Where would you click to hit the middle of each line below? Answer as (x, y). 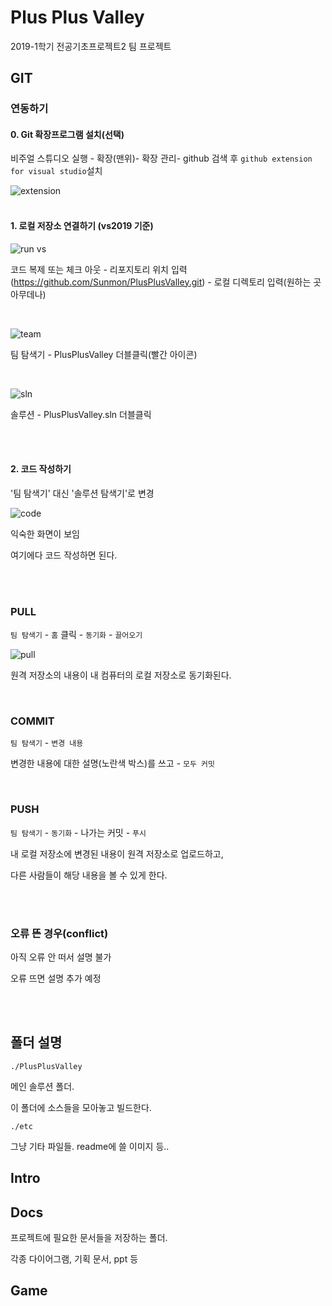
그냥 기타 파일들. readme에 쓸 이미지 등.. (90, 1146)
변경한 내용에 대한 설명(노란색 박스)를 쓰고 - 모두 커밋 (112, 763)
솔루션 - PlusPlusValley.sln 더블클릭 (81, 414)
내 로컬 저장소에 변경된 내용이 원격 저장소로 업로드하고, (117, 853)
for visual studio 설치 (56, 171)
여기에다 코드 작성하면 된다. (64, 555)
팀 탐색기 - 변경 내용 (47, 743)
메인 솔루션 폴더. (42, 1086)
